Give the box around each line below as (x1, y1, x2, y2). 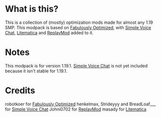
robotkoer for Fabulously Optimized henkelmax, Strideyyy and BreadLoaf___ (5, 101, 156, 107)
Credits (5, 85, 35, 96)
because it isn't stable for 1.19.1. (5, 68, 68, 74)
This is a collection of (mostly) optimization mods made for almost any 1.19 (5, 19, 153, 25)
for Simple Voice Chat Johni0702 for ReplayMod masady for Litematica (5, 106, 146, 112)
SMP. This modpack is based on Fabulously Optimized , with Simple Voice (5, 24, 151, 30)
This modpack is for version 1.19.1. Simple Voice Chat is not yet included (5, 63, 148, 68)
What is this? (5, 3, 59, 15)
